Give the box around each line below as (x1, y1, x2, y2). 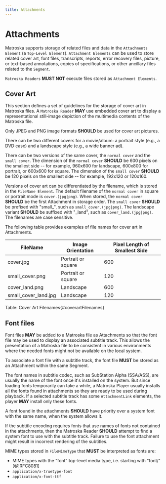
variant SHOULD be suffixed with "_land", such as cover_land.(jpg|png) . (5, 209, 153, 215)
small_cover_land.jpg (7, 292, 56, 299)
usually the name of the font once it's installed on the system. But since (5, 377, 151, 383)
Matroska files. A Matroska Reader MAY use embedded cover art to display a (5, 108, 161, 114)
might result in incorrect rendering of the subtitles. (5, 439, 108, 444)
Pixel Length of (113, 241, 150, 248)
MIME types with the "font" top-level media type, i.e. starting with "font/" (12, 458, 161, 464)
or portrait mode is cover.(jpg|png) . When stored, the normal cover (5, 194, 143, 200)
